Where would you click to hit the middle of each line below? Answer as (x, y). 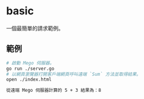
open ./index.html (29, 80)
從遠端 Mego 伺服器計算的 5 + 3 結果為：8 (54, 91)
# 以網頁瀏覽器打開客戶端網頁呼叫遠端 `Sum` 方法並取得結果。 (73, 74)
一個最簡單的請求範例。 (35, 28)
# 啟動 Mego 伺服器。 (30, 63)
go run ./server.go (30, 69)
